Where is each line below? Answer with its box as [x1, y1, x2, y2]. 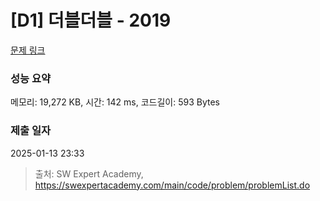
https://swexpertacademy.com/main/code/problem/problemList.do [34, 179, 311, 191]
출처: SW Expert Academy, [34, 167, 144, 180]
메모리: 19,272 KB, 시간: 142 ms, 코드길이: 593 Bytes [10, 96, 220, 108]
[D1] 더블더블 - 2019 [10, 9, 172, 32]
